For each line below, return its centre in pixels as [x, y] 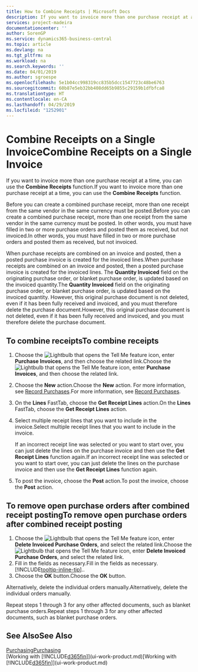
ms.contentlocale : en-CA [37, 99]
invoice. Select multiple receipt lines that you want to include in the [95, 427]
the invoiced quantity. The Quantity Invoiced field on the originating [88, 285]
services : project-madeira [39, 22]
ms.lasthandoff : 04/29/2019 [41, 105]
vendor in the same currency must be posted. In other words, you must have [99, 223]
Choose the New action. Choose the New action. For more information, [100, 385]
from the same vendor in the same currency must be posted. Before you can [98, 211]
